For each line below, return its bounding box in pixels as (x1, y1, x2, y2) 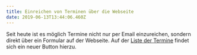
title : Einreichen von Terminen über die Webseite (6, 8, 134, 15)
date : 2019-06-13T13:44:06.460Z (6, 14, 86, 20)
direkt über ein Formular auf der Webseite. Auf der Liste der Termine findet (6, 37, 189, 44)
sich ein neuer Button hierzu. (6, 43, 77, 50)
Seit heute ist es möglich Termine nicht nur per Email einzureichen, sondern (6, 30, 192, 37)
